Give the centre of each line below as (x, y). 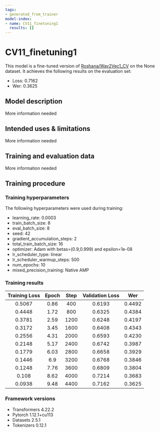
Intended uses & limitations (48, 129)
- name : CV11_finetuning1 (32, 23)
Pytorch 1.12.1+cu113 (32, 415)
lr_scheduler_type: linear (37, 255)
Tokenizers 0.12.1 (29, 425)
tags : (11, 10)
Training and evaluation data (50, 156)
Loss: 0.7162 (25, 81)
